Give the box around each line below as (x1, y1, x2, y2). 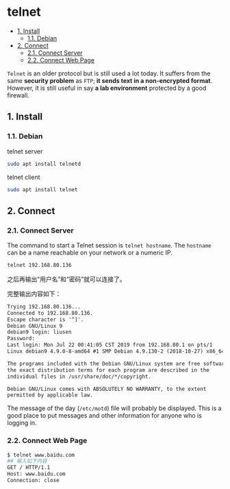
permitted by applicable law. (7, 392, 94, 398)
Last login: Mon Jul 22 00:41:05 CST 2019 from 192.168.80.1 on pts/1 (7, 342, 213, 348)
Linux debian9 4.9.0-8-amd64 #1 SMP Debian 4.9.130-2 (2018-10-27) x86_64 (7, 348, 225, 355)
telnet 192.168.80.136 (7, 262, 72, 269)
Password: (7, 335, 36, 342)
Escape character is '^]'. (7, 316, 84, 323)
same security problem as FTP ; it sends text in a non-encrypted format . (7, 76, 213, 84)
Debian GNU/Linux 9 (7, 322, 63, 329)
